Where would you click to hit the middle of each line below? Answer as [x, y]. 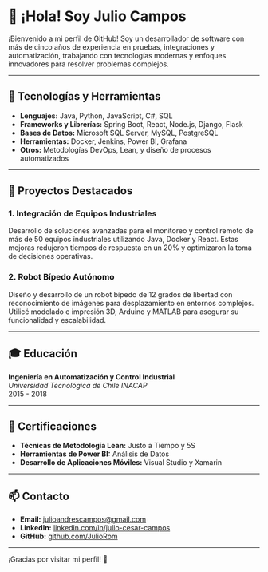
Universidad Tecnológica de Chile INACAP [78, 385]
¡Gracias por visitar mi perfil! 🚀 [58, 559]
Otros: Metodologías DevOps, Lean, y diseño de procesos [115, 149]
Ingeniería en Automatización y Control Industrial [92, 377]
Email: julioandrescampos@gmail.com [83, 519]
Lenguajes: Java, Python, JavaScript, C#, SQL [96, 116]
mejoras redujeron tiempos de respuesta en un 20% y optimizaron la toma [130, 248]
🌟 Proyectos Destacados [71, 191]
